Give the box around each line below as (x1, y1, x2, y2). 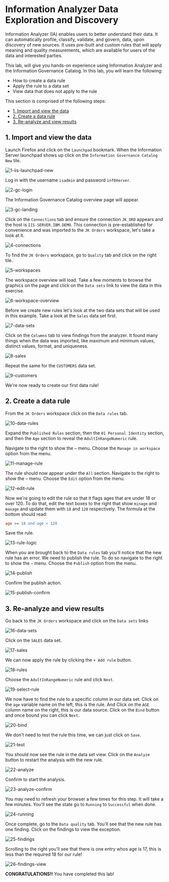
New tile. (5, 157, 21, 163)
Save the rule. (5, 530, 34, 536)
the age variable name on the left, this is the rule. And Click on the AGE (5, 701, 150, 708)
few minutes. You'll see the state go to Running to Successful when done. (5, 802, 156, 808)
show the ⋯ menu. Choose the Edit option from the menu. (5, 475, 125, 481)
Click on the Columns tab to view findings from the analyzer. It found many (5, 332, 158, 338)
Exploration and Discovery (5, 14, 119, 26)
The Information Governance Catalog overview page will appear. (5, 196, 140, 203)
